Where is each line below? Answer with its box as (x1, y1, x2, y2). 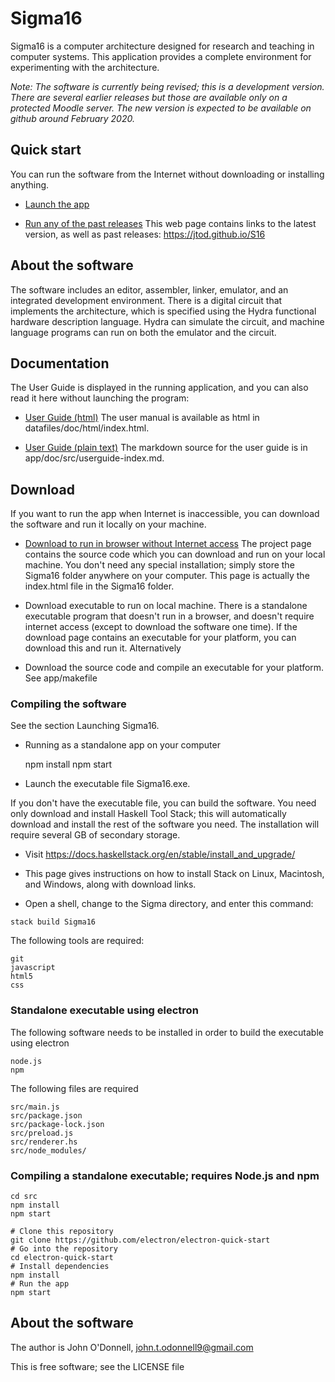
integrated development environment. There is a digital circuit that (10, 294, 283, 306)
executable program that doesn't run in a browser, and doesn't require (24, 610, 315, 622)
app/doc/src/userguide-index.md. (24, 452, 165, 464)
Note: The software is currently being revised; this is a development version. (10, 80, 325, 92)
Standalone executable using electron (10, 1003, 199, 1017)
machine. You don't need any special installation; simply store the (24, 559, 295, 571)
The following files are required (10, 1082, 139, 1094)
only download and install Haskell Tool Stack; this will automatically (10, 808, 287, 820)
